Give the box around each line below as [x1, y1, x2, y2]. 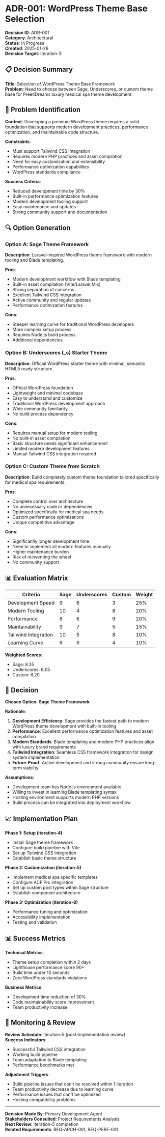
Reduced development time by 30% [12, 188, 85, 194]
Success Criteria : [5, 178, 41, 184]
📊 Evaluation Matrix [5, 574, 68, 582]
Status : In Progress [5, 40, 45, 46]
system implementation [12, 754, 60, 760]
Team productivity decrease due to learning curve [12, 1086, 114, 1092]
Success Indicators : [5, 1037, 47, 1043]
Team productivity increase [12, 1004, 68, 1010]
